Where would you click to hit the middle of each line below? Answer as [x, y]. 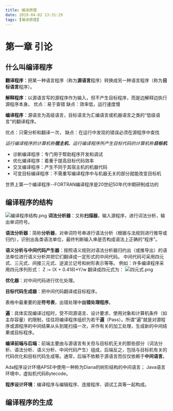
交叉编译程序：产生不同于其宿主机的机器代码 [60, 167]
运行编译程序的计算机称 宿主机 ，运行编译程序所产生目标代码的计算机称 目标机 [86, 143]
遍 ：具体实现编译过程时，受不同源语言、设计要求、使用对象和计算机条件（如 [86, 313]
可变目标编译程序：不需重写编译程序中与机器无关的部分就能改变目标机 [87, 174]
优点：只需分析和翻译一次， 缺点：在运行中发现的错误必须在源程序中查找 [82, 133]
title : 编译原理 [21, 10]
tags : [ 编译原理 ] [22, 20]
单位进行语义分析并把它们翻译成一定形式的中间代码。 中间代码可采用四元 [87, 257]
